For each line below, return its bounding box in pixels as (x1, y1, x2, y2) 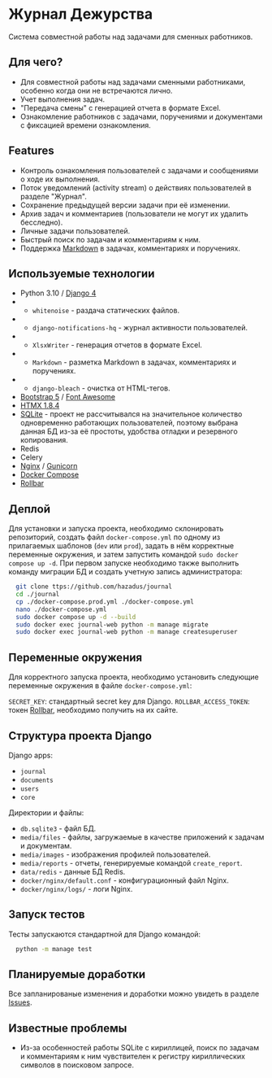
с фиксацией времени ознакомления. (19, 120, 152, 130)
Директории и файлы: (8, 807, 84, 818)
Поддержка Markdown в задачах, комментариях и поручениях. (19, 243, 241, 253)
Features (8, 144, 54, 158)
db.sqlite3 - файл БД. (19, 823, 97, 833)
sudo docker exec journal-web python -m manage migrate (15, 620, 209, 629)
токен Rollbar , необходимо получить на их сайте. (8, 705, 179, 715)
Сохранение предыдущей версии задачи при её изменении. (19, 200, 231, 210)
